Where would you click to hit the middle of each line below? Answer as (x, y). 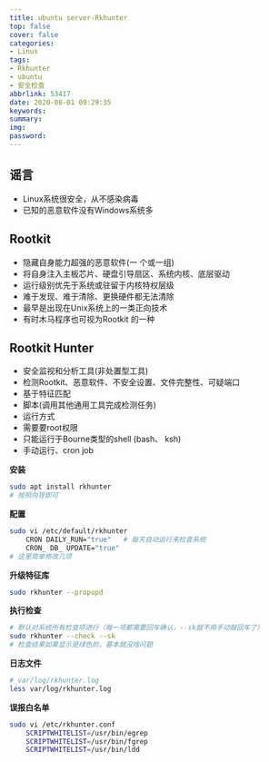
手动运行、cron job (58, 450)
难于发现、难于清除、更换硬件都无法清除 (98, 296)
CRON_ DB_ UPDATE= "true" (73, 548)
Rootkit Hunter (51, 347)
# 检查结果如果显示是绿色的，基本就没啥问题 (81, 645)
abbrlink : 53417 (40, 94)
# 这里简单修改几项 (41, 556)
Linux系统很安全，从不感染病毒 (80, 198)
